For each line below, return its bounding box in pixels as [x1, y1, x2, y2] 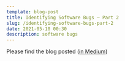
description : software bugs [6, 31, 78, 37]
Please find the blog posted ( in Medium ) [6, 48, 108, 55]
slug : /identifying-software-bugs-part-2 [6, 20, 114, 26]
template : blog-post [6, 8, 59, 15]
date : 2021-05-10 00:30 [6, 25, 67, 32]
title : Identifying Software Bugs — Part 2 [6, 14, 119, 21]
